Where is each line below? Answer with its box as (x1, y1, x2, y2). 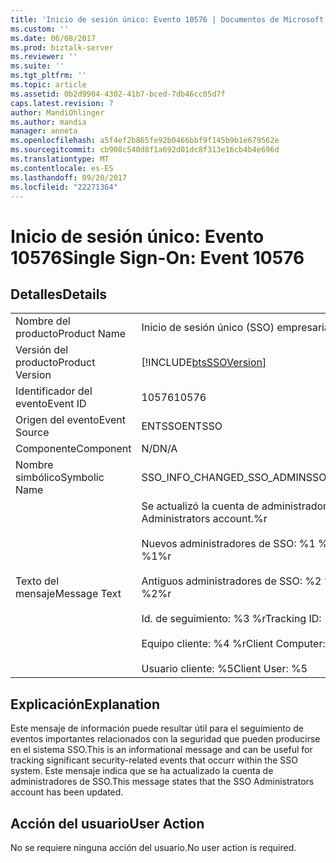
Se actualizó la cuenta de (141, 499, 260, 513)
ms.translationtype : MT (10, 154, 110, 164)
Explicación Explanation (10, 696, 160, 713)
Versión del (15, 343, 69, 357)
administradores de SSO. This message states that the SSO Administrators (10, 776, 315, 788)
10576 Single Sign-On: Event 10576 (10, 246, 305, 269)
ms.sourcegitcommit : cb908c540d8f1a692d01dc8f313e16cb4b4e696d (10, 145, 280, 155)
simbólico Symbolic (15, 471, 105, 485)
